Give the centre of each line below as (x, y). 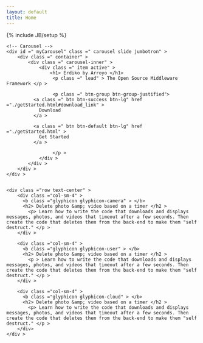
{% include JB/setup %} (36, 35)
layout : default (27, 12)
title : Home (21, 18)
